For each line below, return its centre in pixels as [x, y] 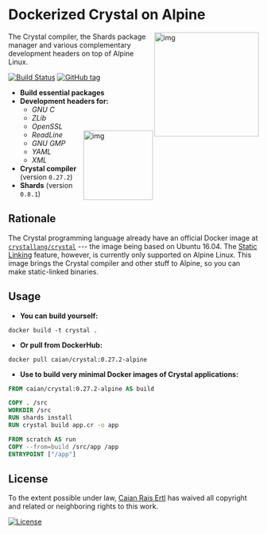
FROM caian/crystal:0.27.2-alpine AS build [81, 389]
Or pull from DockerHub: [61, 345]
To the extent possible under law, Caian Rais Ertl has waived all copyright [128, 498]
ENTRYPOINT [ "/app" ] [43, 454]
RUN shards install [41, 418]
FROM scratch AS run [43, 439]
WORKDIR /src [30, 410]
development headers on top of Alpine [71, 53]
